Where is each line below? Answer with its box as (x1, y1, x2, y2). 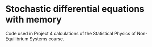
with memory (5, 14, 62, 25)
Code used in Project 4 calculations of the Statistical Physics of (5, 30, 136, 36)
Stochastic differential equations (5, 3, 145, 15)
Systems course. (29, 36, 64, 42)
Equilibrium (5, 36, 29, 42)
